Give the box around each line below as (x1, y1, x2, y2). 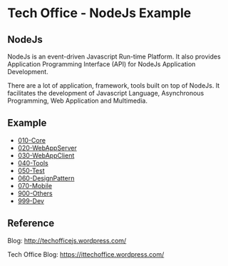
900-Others (17, 189, 53, 198)
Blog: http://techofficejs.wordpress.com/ (7, 236, 127, 245)
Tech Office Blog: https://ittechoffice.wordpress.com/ (7, 250, 165, 258)
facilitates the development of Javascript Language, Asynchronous (7, 89, 204, 97)
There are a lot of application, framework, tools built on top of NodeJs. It (7, 81, 220, 90)
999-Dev (17, 196, 45, 205)
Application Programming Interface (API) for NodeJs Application (7, 60, 196, 68)
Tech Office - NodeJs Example (7, 5, 192, 21)
